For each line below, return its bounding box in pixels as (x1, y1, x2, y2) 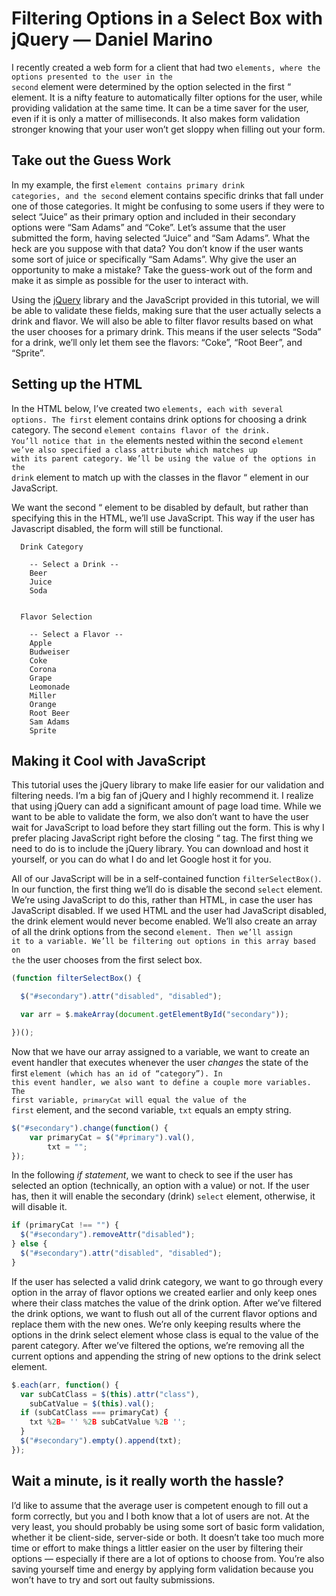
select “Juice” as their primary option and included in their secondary (11, 210, 296, 222)
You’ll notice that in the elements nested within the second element (11, 434, 304, 446)
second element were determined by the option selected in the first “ (11, 80, 292, 92)
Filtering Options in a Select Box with (11, 7, 323, 30)
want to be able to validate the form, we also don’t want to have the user (11, 811, 309, 823)
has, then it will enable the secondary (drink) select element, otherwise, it (11, 1190, 316, 1202)
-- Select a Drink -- (29, 559, 119, 569)
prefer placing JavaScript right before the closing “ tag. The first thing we (11, 832, 314, 844)
